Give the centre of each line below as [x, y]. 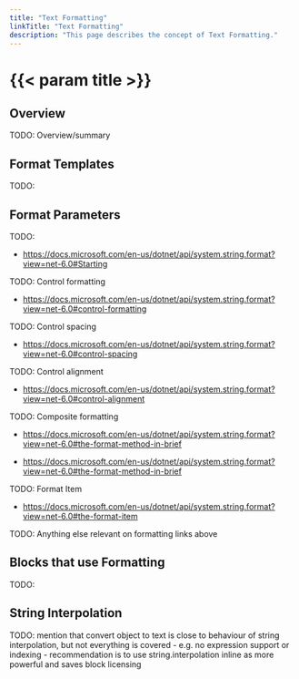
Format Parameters [65, 215]
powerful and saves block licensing [75, 664]
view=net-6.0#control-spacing [80, 354]
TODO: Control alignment [57, 371]
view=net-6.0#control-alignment [84, 399]
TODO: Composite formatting [64, 417]
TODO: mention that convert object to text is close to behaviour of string [145, 635]
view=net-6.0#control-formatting [85, 309]
